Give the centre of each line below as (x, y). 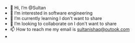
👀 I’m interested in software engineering (51, 13)
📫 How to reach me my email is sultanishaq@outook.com (70, 29)
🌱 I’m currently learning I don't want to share (56, 18)
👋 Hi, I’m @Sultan (28, 8)
